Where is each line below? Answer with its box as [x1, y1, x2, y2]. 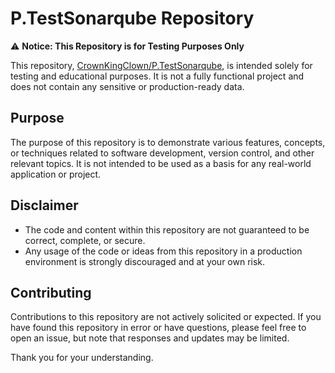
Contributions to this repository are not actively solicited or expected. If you [10, 311, 322, 323]
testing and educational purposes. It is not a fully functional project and [10, 70, 305, 82]
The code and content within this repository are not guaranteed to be [24, 223, 310, 236]
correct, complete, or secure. [24, 234, 146, 246]
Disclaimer [10, 197, 79, 214]
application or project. [10, 168, 102, 180]
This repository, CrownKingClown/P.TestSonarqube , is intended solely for [10, 59, 313, 71]
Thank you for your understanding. [10, 352, 154, 364]
